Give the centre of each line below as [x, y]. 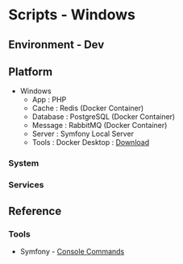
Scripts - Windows [72, 15]
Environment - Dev [56, 45]
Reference [35, 211]
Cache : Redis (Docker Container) [88, 108]
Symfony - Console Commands [72, 251]
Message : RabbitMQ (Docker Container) [100, 126]
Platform [31, 71]
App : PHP [49, 100]
